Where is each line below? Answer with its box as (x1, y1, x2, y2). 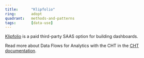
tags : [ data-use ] (5, 20, 53, 25)
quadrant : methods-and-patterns (5, 16, 75, 21)
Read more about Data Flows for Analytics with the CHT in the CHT (5, 43, 139, 48)
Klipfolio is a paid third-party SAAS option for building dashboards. (5, 34, 138, 39)
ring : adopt (5, 12, 42, 16)
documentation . (5, 48, 37, 54)
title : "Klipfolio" (5, 7, 55, 12)
